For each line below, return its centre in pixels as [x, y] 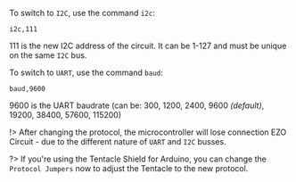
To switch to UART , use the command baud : [86, 72]
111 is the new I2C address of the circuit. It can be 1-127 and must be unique [148, 45]
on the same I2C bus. [48, 55]
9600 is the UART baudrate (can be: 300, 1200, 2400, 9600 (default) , [137, 105]
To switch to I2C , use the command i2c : [82, 13]
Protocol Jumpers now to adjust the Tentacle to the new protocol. [129, 168]
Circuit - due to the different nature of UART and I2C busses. [118, 141]
